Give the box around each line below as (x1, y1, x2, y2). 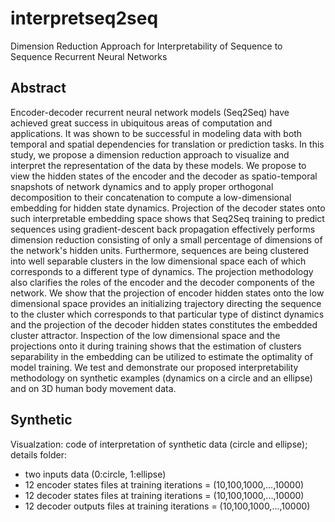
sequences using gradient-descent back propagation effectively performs (10, 223, 316, 235)
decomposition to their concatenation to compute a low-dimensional (10, 191, 292, 203)
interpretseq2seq (10, 7, 159, 30)
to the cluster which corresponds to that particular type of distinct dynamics (10, 308, 325, 320)
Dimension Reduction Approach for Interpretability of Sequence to (10, 40, 283, 52)
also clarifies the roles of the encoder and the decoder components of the (10, 276, 315, 288)
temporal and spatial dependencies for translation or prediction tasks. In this (10, 138, 325, 150)
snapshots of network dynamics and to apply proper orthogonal (10, 180, 274, 192)
